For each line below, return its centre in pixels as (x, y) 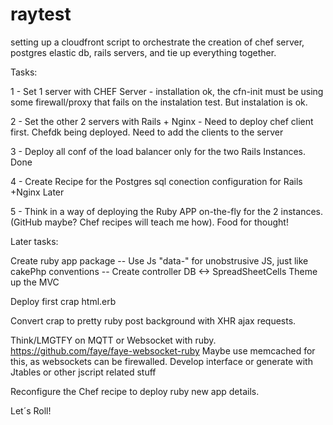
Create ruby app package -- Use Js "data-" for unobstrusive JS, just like (159, 260)
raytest (41, 14)
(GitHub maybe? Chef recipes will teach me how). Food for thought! (149, 222)
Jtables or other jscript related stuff (83, 372)
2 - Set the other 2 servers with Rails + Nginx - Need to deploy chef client (162, 121)
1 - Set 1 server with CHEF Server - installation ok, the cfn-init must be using (167, 91)
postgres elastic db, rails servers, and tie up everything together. (143, 52)
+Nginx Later (37, 192)
